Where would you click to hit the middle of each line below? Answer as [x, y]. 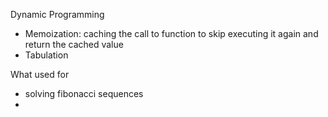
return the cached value [74, 44]
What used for [40, 74]
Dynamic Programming [57, 14]
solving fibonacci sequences [84, 93]
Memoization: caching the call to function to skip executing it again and [171, 33]
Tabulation [46, 55]
